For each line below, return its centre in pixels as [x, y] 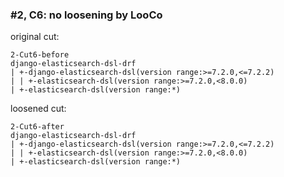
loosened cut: [38, 109]
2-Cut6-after [37, 127]
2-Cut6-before [40, 55]
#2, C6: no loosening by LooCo [86, 15]
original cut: [35, 37]
